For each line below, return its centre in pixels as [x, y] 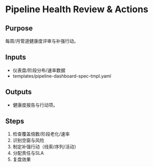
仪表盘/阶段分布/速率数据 [39, 70]
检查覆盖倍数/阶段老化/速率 [41, 134]
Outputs [19, 92]
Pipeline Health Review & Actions [77, 9]
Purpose [19, 28]
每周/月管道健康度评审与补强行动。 [42, 41]
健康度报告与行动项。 [35, 105]
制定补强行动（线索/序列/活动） [46, 147]
